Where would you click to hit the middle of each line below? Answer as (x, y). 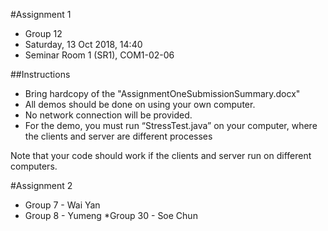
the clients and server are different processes (118, 136)
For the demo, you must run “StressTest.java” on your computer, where (171, 125)
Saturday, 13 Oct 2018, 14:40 (83, 44)
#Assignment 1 (41, 14)
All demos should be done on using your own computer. (140, 104)
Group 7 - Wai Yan (62, 205)
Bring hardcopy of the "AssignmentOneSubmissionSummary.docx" (162, 93)
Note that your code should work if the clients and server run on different (161, 155)
